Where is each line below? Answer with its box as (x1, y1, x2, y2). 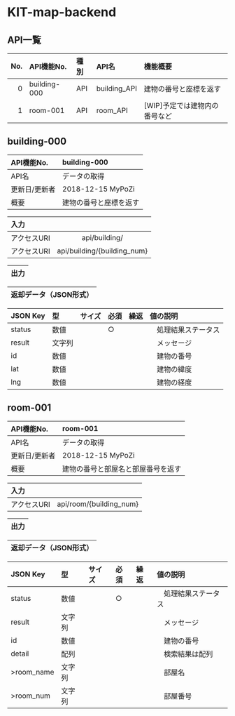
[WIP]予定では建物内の (143, 101, 219, 110)
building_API (96, 84, 138, 93)
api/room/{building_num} (57, 499, 139, 509)
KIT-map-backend (7, 4, 117, 20)
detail (10, 649, 29, 658)
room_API (96, 106, 128, 115)
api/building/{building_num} (57, 246, 148, 256)
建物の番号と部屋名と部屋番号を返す (62, 464, 182, 474)
